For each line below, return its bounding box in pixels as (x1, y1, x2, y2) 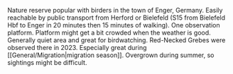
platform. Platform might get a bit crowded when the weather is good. (7, 28, 211, 37)
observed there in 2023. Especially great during (7, 44, 147, 51)
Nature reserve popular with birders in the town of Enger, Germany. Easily (7, 6, 223, 14)
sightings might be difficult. (7, 58, 87, 66)
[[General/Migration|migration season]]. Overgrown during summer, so (7, 51, 215, 59)
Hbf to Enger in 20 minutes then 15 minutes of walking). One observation (7, 21, 220, 29)
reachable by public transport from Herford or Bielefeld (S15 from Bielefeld (7, 13, 226, 22)
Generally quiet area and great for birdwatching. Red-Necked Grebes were (7, 36, 226, 44)
